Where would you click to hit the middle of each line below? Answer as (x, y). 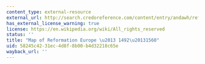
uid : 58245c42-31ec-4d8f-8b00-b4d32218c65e (63, 46)
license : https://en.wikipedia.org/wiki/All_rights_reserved (86, 29)
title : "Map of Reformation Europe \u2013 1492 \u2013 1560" (83, 40)
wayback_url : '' (27, 52)
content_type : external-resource (49, 12)
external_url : (24, 18)
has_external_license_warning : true (53, 23)
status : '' (20, 35)
